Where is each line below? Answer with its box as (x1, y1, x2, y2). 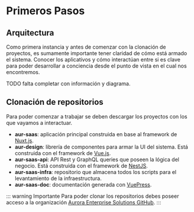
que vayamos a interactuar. (6, 119, 73, 126)
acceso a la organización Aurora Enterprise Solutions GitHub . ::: (6, 198, 161, 205)
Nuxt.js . (14, 137, 34, 144)
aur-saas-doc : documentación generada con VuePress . (14, 181, 152, 188)
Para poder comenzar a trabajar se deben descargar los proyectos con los (6, 113, 187, 120)
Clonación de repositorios (6, 97, 104, 107)
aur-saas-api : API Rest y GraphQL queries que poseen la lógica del (14, 156, 179, 163)
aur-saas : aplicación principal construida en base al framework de (14, 130, 177, 137)
